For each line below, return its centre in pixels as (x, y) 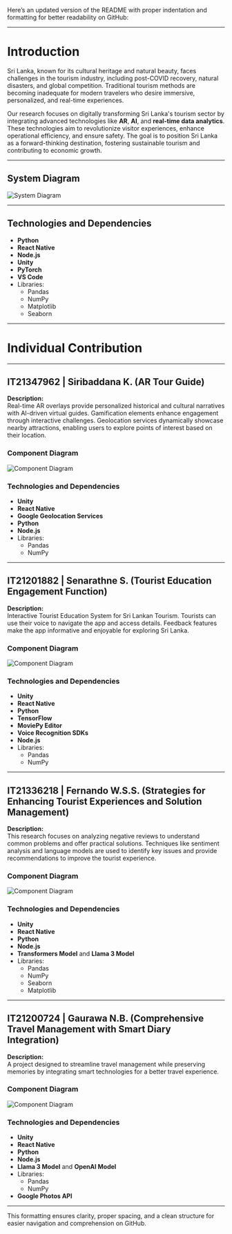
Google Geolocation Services (60, 516)
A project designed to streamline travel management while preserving (106, 1064)
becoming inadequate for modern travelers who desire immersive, (101, 93)
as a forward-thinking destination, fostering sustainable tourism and (104, 143)
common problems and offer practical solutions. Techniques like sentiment (113, 843)
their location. (27, 436)
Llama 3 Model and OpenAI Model (67, 1167)
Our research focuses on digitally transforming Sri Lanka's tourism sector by (116, 113)
